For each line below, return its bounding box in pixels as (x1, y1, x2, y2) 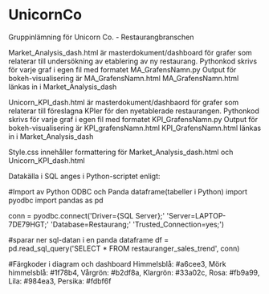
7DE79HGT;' (8, 219, 50, 229)
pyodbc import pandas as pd (8, 195, 104, 205)
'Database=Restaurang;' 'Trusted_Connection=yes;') (51, 219, 225, 229)
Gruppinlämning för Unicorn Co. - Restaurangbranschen (8, 32, 194, 42)
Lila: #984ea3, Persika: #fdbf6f (8, 276, 112, 286)
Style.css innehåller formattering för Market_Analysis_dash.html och (8, 147, 234, 157)
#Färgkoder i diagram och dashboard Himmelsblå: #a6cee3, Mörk (8, 259, 226, 268)
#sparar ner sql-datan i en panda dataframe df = (8, 235, 169, 244)
